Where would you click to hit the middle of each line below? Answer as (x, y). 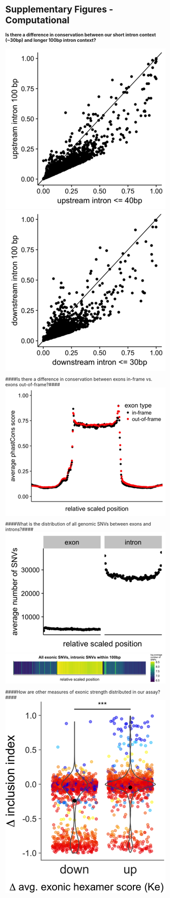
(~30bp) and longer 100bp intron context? (51, 40)
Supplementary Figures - (59, 9)
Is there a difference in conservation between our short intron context (81, 35)
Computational (37, 20)
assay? (153, 692)
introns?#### (19, 530)
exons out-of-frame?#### (33, 385)
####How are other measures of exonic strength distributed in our (75, 692)
